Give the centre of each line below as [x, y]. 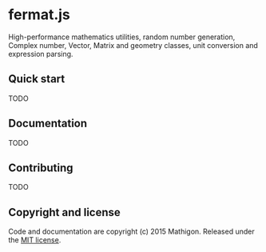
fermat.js [39, 15]
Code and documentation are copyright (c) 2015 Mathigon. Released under [131, 232]
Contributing [41, 168]
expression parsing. [41, 54]
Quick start [37, 79]
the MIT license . [35, 240]
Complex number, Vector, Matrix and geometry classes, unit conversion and [133, 45]
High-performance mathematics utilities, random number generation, [122, 37]
